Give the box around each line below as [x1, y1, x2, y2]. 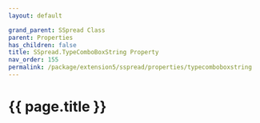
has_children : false [8, 41, 78, 49]
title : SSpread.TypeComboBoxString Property [8, 49, 159, 57]
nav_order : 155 [8, 56, 59, 64]
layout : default [8, 11, 62, 20]
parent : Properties [8, 34, 74, 42]
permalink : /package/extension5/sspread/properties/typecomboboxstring [8, 63, 252, 72]
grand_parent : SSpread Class [8, 26, 106, 34]
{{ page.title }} [8, 97, 107, 116]
